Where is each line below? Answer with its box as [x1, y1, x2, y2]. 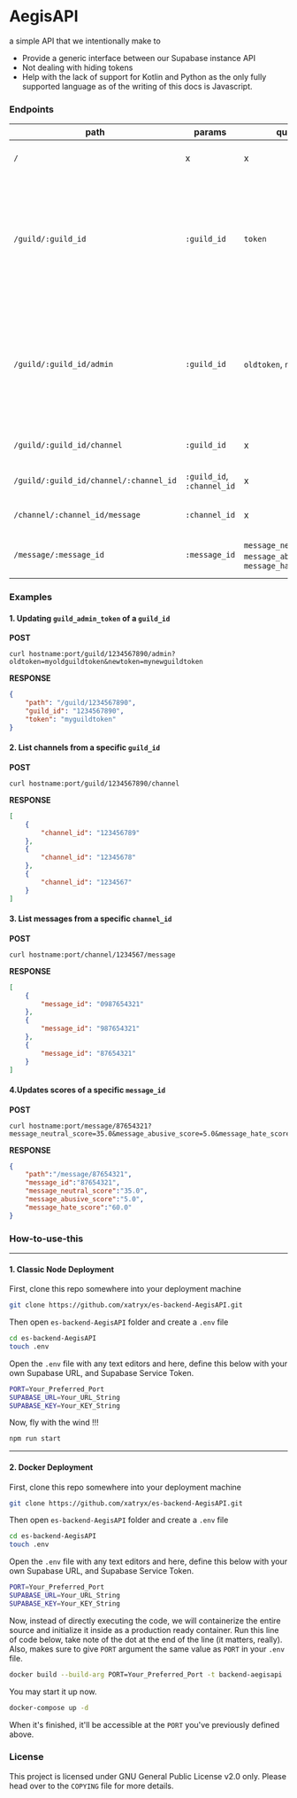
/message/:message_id [13, 550, 104, 560]
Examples [9, 591, 53, 604]
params [194, 126, 227, 138]
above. [9, 1729, 34, 1739]
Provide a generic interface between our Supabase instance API [21, 52, 256, 63]
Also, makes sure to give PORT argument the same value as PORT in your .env [9, 1643, 286, 1654]
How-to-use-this [9, 1232, 84, 1245]
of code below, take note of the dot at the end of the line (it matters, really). [9, 1634, 283, 1645]
